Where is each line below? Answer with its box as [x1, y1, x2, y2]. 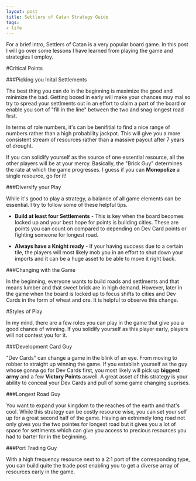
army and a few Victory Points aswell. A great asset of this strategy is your [6, 373, 188, 380]
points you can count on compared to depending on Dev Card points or [14, 225, 187, 232]
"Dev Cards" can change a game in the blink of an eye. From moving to [6, 354, 177, 361]
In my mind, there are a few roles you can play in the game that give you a [6, 319, 184, 326]
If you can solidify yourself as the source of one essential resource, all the [6, 153, 184, 161]
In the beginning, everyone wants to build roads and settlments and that [6, 278, 180, 285]
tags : [6, 19, 19, 25]
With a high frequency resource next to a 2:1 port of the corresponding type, [6, 456, 190, 463]
